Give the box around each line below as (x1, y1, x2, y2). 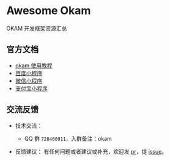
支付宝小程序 (15, 84, 48, 92)
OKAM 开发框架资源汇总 (6, 24, 67, 32)
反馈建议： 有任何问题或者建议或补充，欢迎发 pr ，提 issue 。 (15, 148, 168, 155)
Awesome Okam (6, 4, 91, 18)
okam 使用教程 (15, 62, 53, 69)
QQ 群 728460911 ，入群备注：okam (24, 135, 112, 142)
